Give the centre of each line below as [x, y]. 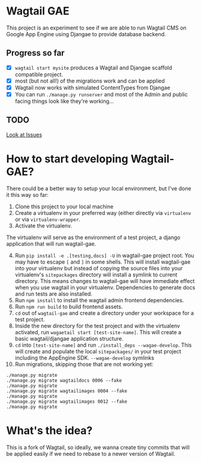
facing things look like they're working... [64, 101]
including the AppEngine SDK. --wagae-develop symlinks [85, 358]
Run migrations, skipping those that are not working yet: [84, 364]
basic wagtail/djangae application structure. [69, 338]
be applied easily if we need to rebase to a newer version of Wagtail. [91, 453]
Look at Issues [24, 134]
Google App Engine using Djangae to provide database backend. [86, 34]
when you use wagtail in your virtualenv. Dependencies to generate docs [105, 287]
